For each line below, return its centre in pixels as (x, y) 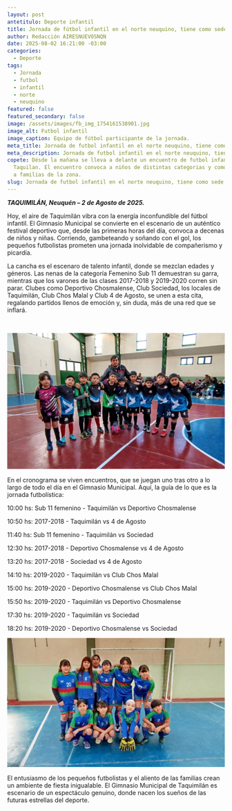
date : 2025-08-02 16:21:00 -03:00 (57, 44)
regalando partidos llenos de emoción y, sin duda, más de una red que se (112, 302)
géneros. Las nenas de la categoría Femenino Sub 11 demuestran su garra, (113, 273)
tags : (15, 66)
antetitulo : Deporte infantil (51, 22)
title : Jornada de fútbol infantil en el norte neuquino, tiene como (109, 29)
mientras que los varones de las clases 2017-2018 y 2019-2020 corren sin (112, 280)
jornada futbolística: (36, 494)
